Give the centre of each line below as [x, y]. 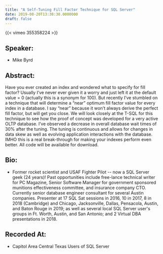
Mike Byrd [22, 60]
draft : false [18, 19]
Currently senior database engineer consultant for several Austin [78, 193]
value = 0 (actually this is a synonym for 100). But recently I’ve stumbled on [81, 98]
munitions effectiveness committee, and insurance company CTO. [79, 188]
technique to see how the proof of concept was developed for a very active [82, 119]
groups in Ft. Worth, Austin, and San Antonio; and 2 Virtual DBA [77, 214]
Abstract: [20, 75]
